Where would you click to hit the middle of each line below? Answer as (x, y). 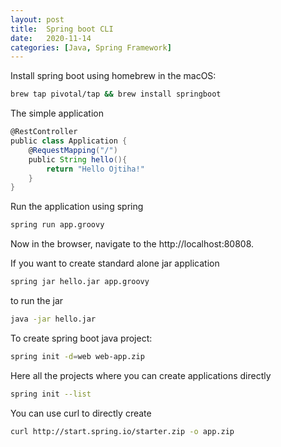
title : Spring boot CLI (62, 29)
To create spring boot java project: (81, 338)
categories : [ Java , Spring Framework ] (91, 47)
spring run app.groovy (57, 225)
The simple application (57, 113)
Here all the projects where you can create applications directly (141, 375)
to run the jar (37, 300)
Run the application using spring (77, 207)
